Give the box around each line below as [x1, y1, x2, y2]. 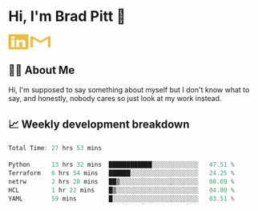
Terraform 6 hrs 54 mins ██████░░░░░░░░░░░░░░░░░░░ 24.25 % [8, 169, 235, 177]
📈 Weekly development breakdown [8, 118, 190, 132]
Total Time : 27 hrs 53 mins [8, 144, 103, 152]
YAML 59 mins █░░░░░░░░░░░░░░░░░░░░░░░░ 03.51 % [8, 194, 235, 203]
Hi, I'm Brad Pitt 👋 [8, 7, 127, 26]
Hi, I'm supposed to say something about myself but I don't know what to [8, 84, 250, 95]
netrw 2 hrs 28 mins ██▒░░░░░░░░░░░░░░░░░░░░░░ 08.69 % [8, 178, 235, 186]
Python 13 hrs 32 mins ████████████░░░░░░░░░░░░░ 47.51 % [8, 160, 235, 169]
